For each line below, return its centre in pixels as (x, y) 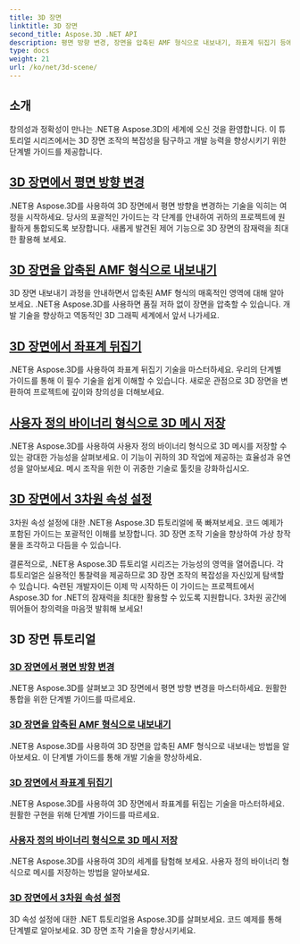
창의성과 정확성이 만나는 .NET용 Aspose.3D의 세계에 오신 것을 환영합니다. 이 (143, 129)
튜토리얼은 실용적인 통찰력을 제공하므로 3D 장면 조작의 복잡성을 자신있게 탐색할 (147, 575)
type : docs (29, 51)
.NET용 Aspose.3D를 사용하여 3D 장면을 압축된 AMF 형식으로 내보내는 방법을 (145, 746)
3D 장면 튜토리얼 (53, 640)
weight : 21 (29, 59)
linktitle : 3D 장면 (44, 26)
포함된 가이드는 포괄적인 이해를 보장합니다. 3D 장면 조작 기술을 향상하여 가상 (142, 534)
